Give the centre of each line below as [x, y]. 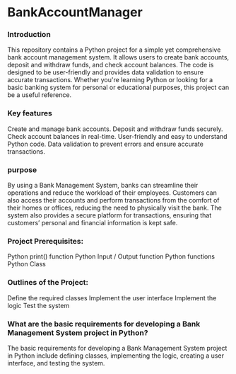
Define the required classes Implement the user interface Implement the [112, 297]
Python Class [26, 264]
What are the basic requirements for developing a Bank [104, 324]
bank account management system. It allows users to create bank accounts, [118, 57]
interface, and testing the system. [56, 363]
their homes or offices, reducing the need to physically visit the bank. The [115, 208]
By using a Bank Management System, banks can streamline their [103, 186]
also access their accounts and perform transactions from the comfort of [113, 200]
